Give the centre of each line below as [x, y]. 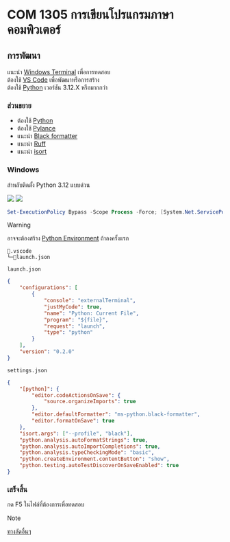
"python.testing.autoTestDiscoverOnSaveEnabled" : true [99, 466]
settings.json [27, 370]
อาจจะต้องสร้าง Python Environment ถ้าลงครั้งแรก [68, 238]
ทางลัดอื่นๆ [19, 532]
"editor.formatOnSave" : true [73, 421]
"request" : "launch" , [75, 326]
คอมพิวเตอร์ [34, 30]
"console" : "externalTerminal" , [90, 301]
